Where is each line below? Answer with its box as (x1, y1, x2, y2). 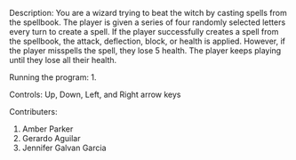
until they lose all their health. (9, 55, 117, 65)
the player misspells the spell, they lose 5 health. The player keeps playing (9, 45, 282, 56)
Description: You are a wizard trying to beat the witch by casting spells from (9, 8, 287, 18)
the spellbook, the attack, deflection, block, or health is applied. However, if (9, 36, 286, 46)
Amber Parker (21, 124, 74, 134)
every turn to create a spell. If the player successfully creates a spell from (9, 27, 279, 36)
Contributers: (9, 107, 58, 116)
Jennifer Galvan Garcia (21, 142, 107, 153)
